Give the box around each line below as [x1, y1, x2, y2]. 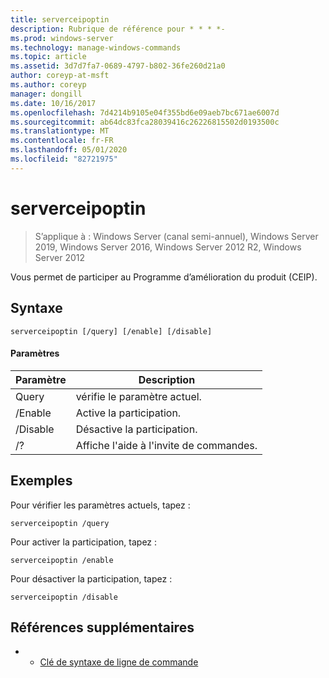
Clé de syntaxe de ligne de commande [39, 656, 199, 668]
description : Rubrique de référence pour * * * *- [10, 24, 226, 34]
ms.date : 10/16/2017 [10, 98, 97, 108]
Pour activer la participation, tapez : [10, 536, 158, 548]
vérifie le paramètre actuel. [75, 389, 202, 403]
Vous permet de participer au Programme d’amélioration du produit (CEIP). [10, 271, 318, 283]
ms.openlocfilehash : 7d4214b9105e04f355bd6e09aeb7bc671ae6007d [10, 107, 280, 118]
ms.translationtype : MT [10, 126, 110, 136]
